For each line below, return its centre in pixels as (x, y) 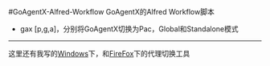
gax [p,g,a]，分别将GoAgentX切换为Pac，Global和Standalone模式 (129, 29)
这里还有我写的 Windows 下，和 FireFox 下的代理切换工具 (99, 54)
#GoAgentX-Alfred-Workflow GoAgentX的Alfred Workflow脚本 (111, 12)
